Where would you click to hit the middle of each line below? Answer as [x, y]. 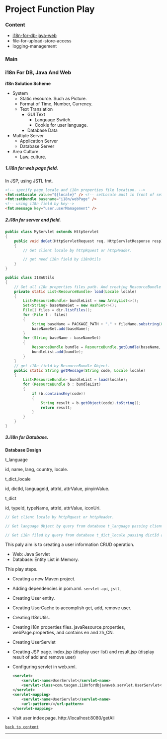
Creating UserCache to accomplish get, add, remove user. [72, 608]
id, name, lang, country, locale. [37, 469]
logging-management [35, 46]
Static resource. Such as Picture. [53, 98]
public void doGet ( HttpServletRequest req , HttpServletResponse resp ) [89, 241]
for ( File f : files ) [45, 315]
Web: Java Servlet [31, 554]
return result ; [56, 408]
